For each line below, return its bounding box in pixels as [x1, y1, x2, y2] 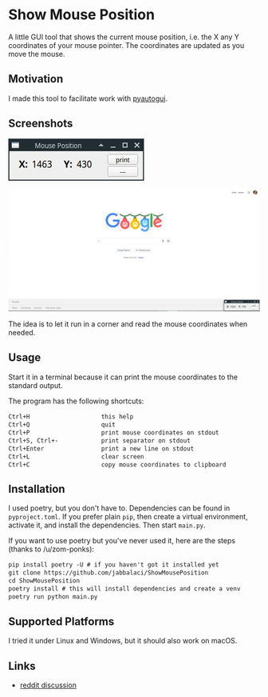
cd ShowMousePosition [8, 577, 81, 585]
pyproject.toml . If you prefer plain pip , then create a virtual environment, [8, 512, 249, 522]
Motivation [8, 72, 64, 86]
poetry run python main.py [8, 593, 98, 601]
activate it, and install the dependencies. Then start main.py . [8, 520, 206, 530]
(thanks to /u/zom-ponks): [8, 544, 94, 554]
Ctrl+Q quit [8, 420, 116, 429]
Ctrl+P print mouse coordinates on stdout [8, 428, 219, 437]
